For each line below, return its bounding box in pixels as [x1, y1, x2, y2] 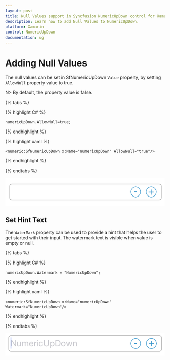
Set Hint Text [5, 216, 47, 224]
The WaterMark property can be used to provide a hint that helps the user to [5, 229, 162, 236]
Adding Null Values [5, 57, 88, 69]
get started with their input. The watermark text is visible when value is [5, 235, 153, 241]
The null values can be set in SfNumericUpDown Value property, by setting [5, 74, 161, 80]
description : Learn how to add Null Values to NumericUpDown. [5, 19, 139, 24]
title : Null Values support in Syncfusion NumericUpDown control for [5, 13, 155, 19]
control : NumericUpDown [5, 29, 56, 35]
